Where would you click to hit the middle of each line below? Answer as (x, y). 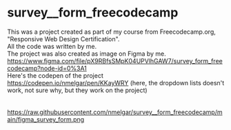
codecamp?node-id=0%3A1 (47, 68)
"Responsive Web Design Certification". (63, 39)
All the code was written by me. (52, 46)
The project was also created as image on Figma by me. (87, 54)
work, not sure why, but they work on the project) (77, 90)
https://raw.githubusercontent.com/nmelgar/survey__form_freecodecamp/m (115, 112)
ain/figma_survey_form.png (46, 119)
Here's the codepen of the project (55, 75)
